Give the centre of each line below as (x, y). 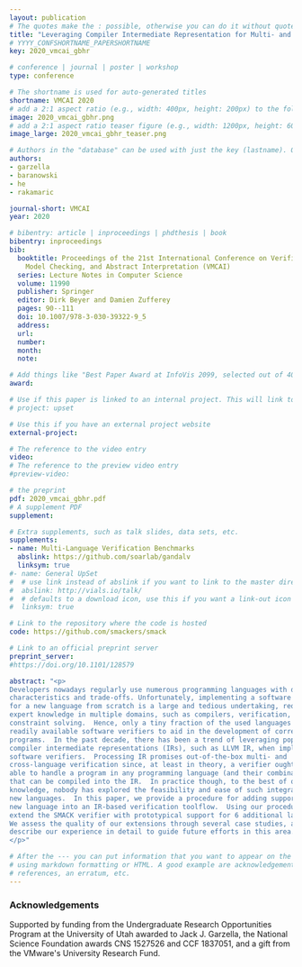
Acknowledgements (54, 905)
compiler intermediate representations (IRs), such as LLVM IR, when (142, 748)
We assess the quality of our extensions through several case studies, (148, 824)
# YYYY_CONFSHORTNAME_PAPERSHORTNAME (80, 43)
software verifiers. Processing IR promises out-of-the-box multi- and (148, 757)
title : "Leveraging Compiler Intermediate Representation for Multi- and (151, 34)
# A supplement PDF (46, 507)
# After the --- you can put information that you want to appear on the (151, 857)
